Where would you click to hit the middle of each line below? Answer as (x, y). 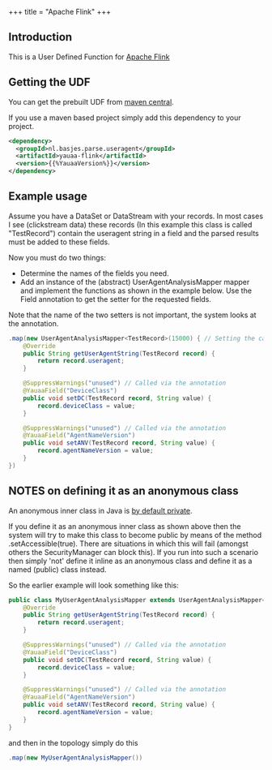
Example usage (48, 197)
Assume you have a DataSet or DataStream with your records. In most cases (136, 216)
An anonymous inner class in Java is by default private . (100, 510)
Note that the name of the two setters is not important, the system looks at (132, 315)
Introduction (40, 37)
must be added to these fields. (59, 242)
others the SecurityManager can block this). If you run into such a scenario (134, 552)
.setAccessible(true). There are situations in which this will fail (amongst (128, 544)
